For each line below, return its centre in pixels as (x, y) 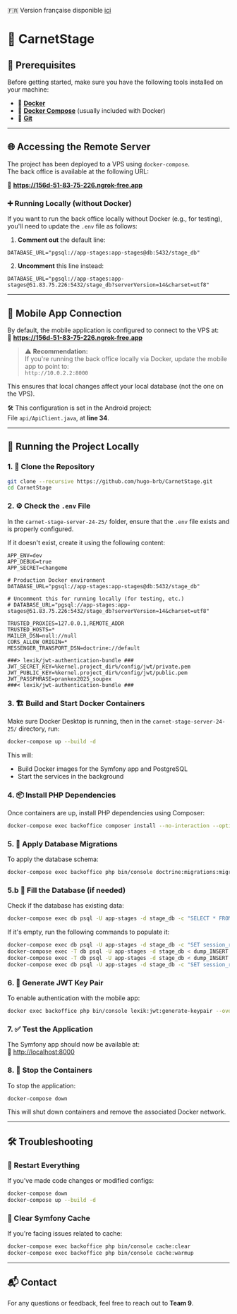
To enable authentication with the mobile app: (74, 998)
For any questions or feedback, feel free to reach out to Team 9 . (101, 1303)
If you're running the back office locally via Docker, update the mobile (126, 358)
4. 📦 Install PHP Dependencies (62, 795)
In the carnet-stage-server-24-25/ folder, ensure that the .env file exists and (119, 521)
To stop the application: (42, 1085)
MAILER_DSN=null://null (42, 635)
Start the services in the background (71, 776)
